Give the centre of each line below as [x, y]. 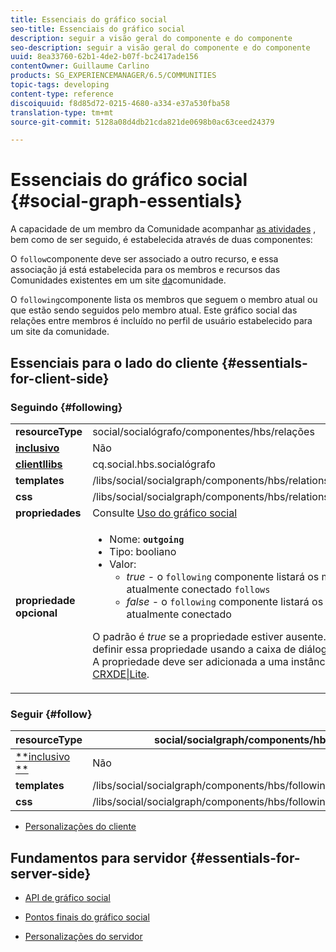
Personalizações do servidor [83, 936]
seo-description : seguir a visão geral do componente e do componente [160, 47]
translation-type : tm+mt [62, 112]
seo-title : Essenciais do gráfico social [98, 29]
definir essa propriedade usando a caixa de [194, 649]
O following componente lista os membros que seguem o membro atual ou [164, 300]
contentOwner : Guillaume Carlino [80, 66]
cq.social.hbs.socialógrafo [154, 464]
